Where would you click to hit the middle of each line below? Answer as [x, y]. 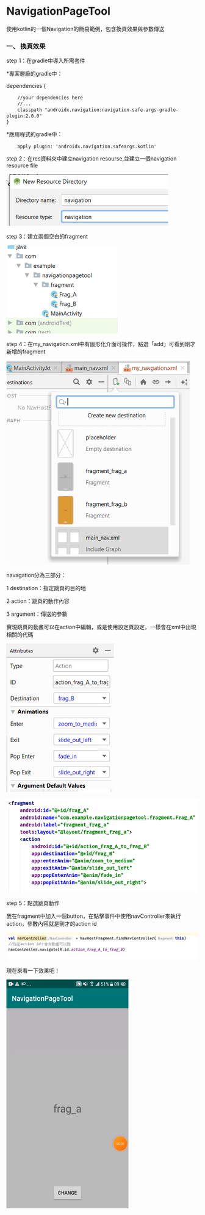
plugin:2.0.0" [24, 116]
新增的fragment [26, 352]
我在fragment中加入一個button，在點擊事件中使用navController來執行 [94, 916]
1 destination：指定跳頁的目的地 [46, 588]
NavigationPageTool [59, 11]
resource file [22, 165]
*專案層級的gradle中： [34, 74]
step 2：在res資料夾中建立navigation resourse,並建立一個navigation [92, 159]
